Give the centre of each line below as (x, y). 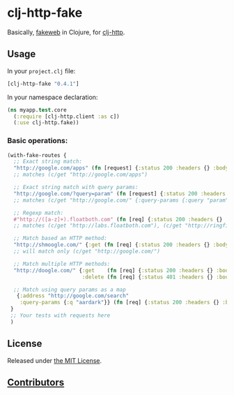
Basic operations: (38, 141)
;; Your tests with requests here (60, 315)
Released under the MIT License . (55, 360)
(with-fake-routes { (37, 155)
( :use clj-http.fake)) (46, 123)
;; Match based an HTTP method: (61, 239)
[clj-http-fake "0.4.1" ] (43, 84)
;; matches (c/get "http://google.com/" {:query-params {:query (109, 200)
